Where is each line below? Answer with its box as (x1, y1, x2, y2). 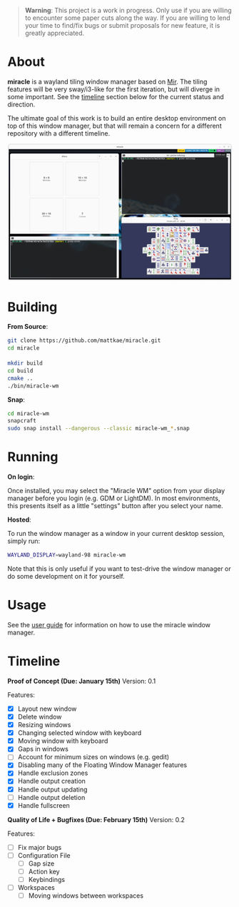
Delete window (17, 712, 62, 721)
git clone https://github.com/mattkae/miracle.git (7, 337, 161, 345)
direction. (7, 100, 36, 108)
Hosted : (7, 515, 32, 524)
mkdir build (7, 360, 43, 367)
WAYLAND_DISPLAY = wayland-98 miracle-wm (7, 552, 126, 559)
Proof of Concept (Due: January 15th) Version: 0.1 (7, 677, 156, 685)
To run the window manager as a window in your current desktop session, (7, 529, 225, 538)
